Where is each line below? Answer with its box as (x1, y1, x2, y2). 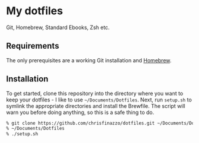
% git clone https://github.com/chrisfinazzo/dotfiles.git (6, 120, 155, 126)
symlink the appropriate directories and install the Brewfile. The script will (6, 102, 185, 109)
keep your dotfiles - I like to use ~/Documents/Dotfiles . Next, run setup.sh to (6, 96, 192, 103)
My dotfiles (6, 4, 63, 18)
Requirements (6, 41, 59, 51)
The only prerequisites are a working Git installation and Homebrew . (6, 56, 172, 63)
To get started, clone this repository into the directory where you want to (6, 90, 184, 97)
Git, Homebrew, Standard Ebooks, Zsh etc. (6, 24, 110, 31)
